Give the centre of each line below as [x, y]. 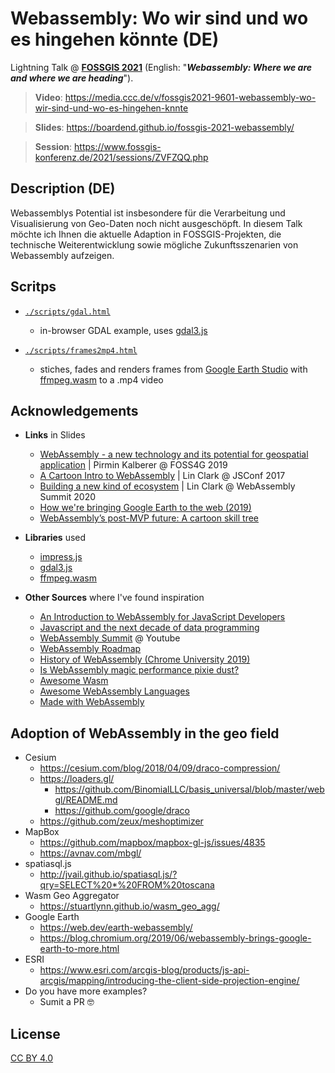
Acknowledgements [74, 410]
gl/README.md [86, 800]
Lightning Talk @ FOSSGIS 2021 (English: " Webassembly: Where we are [161, 67]
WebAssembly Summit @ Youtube [110, 638]
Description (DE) [63, 188]
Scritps [33, 287]
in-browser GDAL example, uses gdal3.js [123, 330]
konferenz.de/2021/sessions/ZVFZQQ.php [121, 157]
